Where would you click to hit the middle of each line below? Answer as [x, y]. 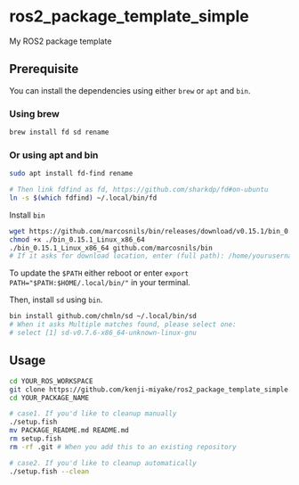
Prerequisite [44, 69]
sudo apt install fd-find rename [71, 174]
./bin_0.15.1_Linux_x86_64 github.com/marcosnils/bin [111, 248]
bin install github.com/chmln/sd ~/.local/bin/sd [103, 316]
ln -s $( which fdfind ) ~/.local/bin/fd [83, 198]
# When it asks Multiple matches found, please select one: [123, 325]
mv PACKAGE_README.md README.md [69, 431]
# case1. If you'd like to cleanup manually [93, 414]
